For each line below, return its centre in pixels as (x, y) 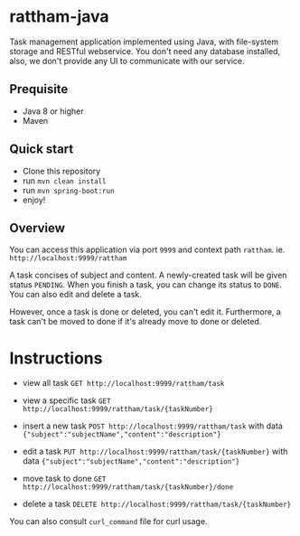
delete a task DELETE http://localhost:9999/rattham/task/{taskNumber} (157, 504)
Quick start (42, 150)
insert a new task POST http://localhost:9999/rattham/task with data (152, 426)
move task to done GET (64, 479)
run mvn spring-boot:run (68, 190)
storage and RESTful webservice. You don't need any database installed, (145, 51)
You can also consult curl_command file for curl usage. (108, 522)
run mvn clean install (64, 180)
